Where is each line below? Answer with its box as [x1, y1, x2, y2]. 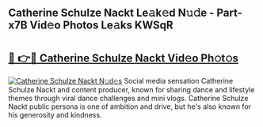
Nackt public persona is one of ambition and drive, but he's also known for [8, 102, 252, 111]
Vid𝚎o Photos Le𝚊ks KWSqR [29, 19, 173, 32]
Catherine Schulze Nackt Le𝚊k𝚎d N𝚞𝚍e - [8, 6, 215, 20]
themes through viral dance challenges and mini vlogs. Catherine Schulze [8, 94, 249, 103]
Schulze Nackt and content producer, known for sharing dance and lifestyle [8, 85, 255, 94]
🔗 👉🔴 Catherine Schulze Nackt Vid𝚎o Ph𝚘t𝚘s [8, 51, 239, 65]
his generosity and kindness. [8, 110, 102, 119]
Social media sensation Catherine [124, 77, 234, 85]
